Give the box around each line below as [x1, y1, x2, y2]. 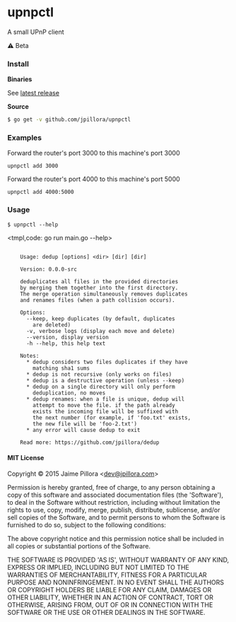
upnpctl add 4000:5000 [7, 189, 74, 196]
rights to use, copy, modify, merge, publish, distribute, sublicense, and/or [7, 505, 220, 514]
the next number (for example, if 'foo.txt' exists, [33, 414, 191, 421]
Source [7, 102, 30, 111]
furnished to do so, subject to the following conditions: [7, 520, 166, 529]
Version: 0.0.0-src [20, 266, 78, 273]
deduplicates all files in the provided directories [20, 278, 179, 285]
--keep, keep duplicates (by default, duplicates [25, 315, 175, 322]
